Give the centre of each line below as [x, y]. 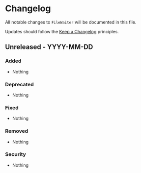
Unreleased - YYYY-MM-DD [49, 47]
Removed [17, 131]
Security [15, 154]
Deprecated [20, 84]
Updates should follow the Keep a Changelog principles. [62, 31]
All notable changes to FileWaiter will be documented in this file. [71, 22]
